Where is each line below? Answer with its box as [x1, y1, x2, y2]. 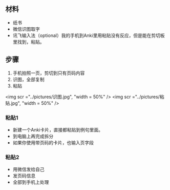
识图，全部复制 [12, 76, 45, 82]
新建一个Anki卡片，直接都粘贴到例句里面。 [12, 126, 103, 132]
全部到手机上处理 [12, 179, 49, 185]
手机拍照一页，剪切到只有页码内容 [12, 70, 85, 76]
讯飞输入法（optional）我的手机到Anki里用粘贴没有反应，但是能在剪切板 [12, 32, 165, 39]
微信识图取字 [12, 26, 40, 32]
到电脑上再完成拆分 [12, 133, 54, 139]
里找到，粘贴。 [12, 39, 45, 45]
